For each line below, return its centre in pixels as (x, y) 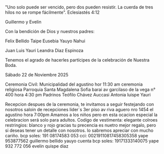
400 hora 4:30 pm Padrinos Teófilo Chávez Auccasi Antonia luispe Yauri (78, 95)
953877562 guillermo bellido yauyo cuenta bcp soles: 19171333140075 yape (82, 141)
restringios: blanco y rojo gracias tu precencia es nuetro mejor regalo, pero (81, 125)
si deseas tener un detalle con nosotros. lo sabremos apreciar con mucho (79, 130)
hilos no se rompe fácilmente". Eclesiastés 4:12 (52, 12)
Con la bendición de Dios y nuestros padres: (50, 31)
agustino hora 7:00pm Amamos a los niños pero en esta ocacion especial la (81, 115)
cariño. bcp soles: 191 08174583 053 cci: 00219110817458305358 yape (77, 136)
